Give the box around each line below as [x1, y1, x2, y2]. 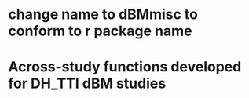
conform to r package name [8, 22, 192, 40]
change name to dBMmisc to [8, 5, 199, 24]
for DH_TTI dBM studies [8, 74, 167, 93]
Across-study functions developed [8, 58, 242, 76]
